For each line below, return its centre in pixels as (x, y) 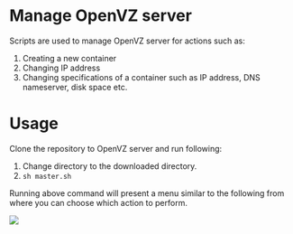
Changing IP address (61, 68)
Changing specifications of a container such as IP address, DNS (142, 77)
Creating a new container (69, 58)
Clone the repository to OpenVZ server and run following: (116, 148)
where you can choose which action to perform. (98, 202)
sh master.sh (47, 176)
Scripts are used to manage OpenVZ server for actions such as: (127, 41)
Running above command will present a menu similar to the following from (147, 193)
